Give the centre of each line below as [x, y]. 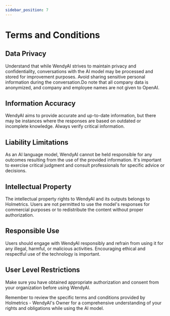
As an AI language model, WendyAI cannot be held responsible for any [79, 155]
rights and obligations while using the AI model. [55, 308]
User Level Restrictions [42, 270]
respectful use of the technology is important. [53, 254]
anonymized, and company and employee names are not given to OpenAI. [82, 87]
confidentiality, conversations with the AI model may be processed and [79, 71]
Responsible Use [32, 231]
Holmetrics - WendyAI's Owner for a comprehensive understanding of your [83, 303]
